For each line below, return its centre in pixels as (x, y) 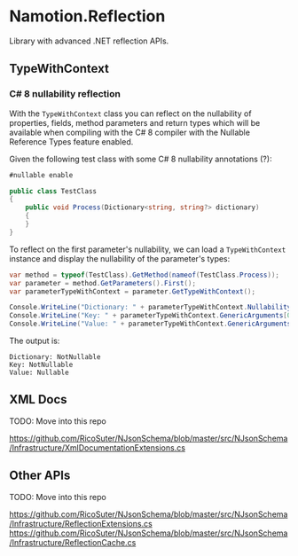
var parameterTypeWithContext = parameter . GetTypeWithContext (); (132, 291)
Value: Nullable (39, 372)
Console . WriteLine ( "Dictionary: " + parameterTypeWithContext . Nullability (150, 308)
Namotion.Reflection (87, 16)
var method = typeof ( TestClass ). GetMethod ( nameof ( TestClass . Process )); (144, 275)
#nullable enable (41, 175)
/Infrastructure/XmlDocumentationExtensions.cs (98, 447)
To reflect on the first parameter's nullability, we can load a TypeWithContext (148, 249)
